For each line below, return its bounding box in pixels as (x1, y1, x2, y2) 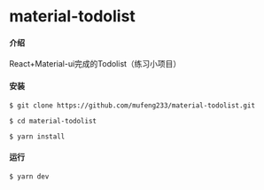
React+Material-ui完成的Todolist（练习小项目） (9, 59, 182, 69)
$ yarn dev (9, 171, 50, 181)
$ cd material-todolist (9, 116, 97, 125)
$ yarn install (9, 131, 66, 141)
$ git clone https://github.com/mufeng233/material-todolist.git (9, 100, 255, 110)
